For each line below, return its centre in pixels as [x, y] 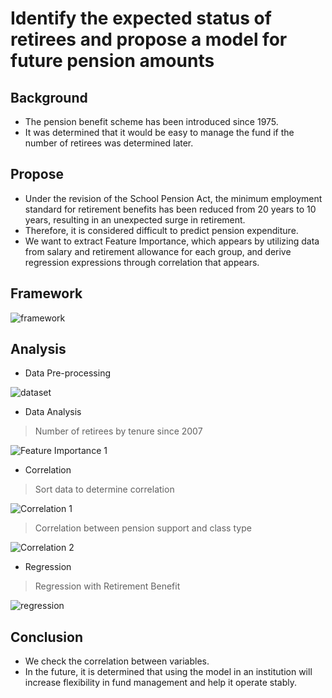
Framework [46, 293]
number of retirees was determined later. [109, 143]
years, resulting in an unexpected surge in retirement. [135, 219]
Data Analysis [53, 412]
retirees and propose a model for [149, 39]
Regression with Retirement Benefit [107, 586]
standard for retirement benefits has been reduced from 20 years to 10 [170, 209]
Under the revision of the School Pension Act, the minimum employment [173, 198]
